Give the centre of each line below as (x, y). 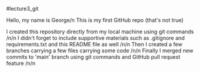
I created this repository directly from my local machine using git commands (100, 32)
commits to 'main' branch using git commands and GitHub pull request (93, 57)
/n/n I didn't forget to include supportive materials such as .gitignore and (96, 38)
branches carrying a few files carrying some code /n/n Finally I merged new (100, 51)
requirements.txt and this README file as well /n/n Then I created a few (94, 44)
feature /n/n (21, 63)
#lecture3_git (22, 9)
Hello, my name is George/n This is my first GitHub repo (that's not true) (95, 20)
